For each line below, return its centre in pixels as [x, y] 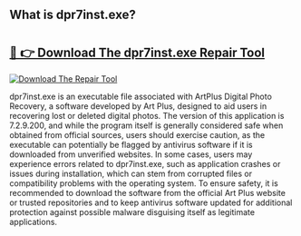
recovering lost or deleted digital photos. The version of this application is [147, 116]
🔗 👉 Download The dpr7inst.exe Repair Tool [137, 52]
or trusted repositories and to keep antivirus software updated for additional [151, 202]
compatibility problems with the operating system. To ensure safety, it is [144, 183]
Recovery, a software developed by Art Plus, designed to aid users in [138, 106]
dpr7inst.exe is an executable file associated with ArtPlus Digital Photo [141, 96]
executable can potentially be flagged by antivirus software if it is [131, 145]
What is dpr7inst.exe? [73, 15]
